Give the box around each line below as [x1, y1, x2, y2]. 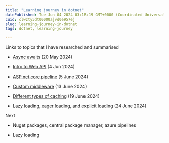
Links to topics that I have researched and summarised [5, 44, 119, 50]
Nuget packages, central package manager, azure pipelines [12, 122, 137, 128]
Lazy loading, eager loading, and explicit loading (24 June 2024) [12, 103, 147, 109]
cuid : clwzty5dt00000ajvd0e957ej [5, 17, 75, 22]
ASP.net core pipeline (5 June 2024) [12, 74, 89, 80]
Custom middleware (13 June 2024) [12, 84, 87, 90]
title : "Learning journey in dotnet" [5, 7, 84, 13]
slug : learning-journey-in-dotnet [5, 21, 78, 27]
